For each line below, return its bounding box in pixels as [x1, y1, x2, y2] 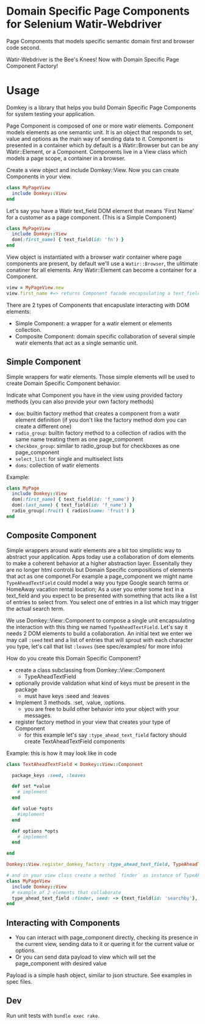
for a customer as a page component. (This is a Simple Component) [6, 214, 177, 221]
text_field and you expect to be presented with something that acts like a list [6, 592, 198, 599]
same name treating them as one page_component [15, 435, 143, 443]
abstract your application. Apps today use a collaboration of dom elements [6, 553, 194, 560]
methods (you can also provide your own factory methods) [6, 398, 154, 405]
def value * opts [12, 806, 53, 812]
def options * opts [12, 828, 59, 834]
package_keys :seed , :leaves [12, 772, 86, 779]
